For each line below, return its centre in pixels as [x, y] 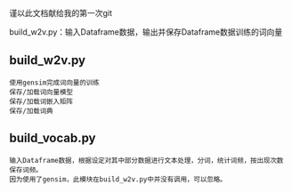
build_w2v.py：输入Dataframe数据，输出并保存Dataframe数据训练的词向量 [146, 32]
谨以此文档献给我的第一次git [61, 13]
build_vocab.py [53, 138]
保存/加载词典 [31, 111]
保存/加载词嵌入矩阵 [41, 101]
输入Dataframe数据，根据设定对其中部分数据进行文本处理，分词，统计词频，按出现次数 [146, 160]
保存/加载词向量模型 [41, 92]
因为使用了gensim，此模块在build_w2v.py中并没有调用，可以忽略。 [118, 179]
